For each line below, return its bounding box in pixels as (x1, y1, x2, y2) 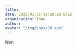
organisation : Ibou (5, 16, 46, 21)
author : (5, 21, 21, 26)
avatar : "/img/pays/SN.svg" (5, 26, 64, 31)
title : (5, 7, 19, 12)
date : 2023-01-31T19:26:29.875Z (5, 12, 72, 17)
